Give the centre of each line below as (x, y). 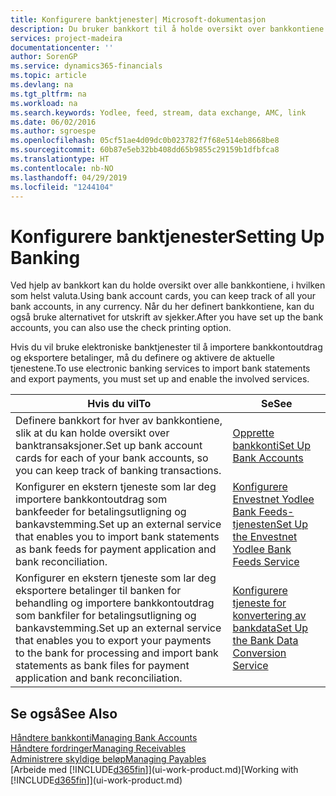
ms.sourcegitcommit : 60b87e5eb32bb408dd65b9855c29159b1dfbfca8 (145, 150)
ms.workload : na (44, 103)
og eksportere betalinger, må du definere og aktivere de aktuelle (143, 358)
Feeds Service (266, 562)
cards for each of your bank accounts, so (112, 458)
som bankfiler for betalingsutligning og (106, 616)
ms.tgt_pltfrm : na (48, 94)
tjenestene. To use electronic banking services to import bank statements (160, 368)
